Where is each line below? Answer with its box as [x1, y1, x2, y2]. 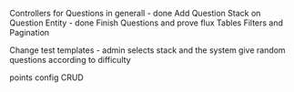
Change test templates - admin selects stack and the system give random [9, 45, 286, 56]
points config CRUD [9, 72, 84, 83]
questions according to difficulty [9, 55, 131, 65]
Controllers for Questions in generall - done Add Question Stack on [9, 8, 261, 18]
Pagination [9, 27, 50, 37]
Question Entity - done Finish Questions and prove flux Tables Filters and [9, 17, 284, 28]
